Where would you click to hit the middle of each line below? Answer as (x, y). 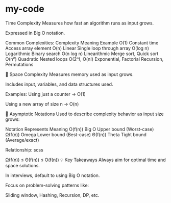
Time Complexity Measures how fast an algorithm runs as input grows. (80, 23)
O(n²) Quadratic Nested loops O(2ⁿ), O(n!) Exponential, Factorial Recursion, (84, 59)
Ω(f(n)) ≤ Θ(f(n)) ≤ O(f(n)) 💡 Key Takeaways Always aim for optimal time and (86, 160)
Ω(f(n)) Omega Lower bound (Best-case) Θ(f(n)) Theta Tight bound (76, 134)
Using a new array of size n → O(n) (42, 104)
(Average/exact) (22, 140)
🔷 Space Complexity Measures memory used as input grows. (69, 74)
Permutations (19, 64)
